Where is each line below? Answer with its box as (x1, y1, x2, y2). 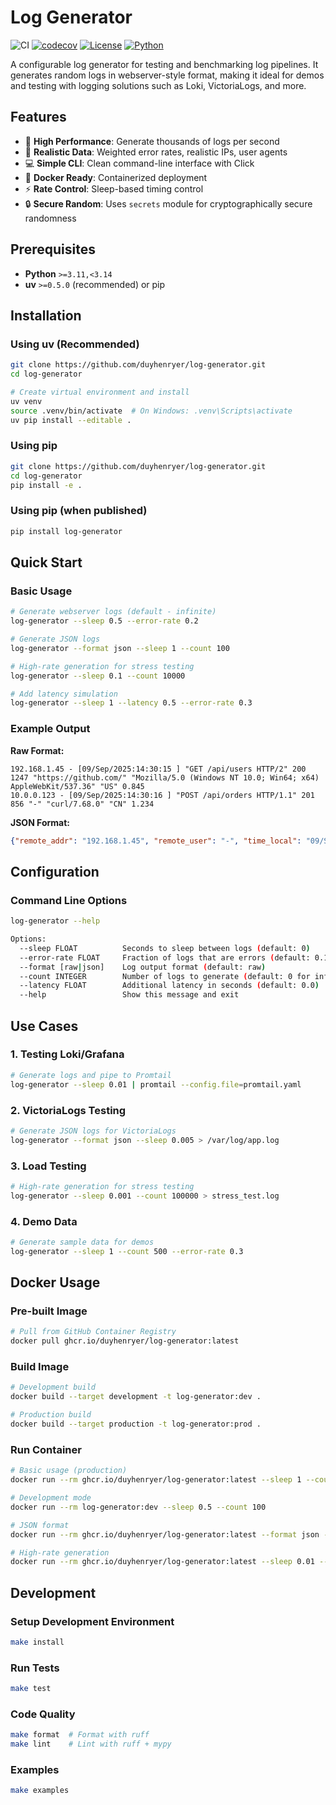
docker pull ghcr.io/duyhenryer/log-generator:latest (10, 1336, 240, 1346)
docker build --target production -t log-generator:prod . (10, 1419, 262, 1430)
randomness (24, 212, 77, 224)
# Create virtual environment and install (10, 387, 190, 397)
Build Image (10, 1360, 70, 1374)
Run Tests (10, 1661, 60, 1675)
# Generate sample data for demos (10, 1237, 155, 1247)
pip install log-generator (10, 526, 123, 536)
